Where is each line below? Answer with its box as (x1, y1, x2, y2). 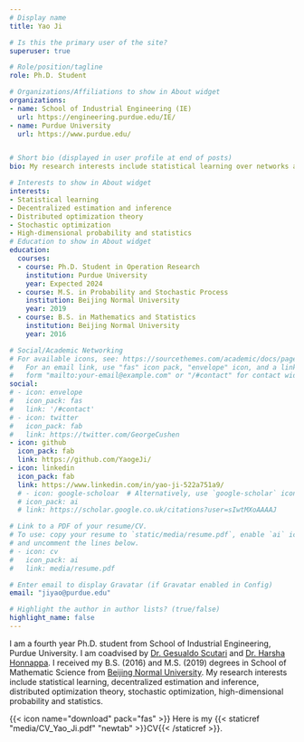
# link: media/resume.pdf (9, 564, 116, 573)
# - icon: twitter (9, 413, 79, 422)
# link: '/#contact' (9, 404, 95, 414)
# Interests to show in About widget (9, 178, 152, 188)
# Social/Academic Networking (9, 345, 124, 355)
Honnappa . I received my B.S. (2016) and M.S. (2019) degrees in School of (9, 657, 287, 668)
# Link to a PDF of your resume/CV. (9, 521, 147, 531)
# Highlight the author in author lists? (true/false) (9, 605, 221, 615)
